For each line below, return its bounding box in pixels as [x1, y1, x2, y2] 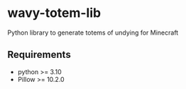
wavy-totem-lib [7, 5, 102, 21]
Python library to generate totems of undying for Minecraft [7, 28, 179, 37]
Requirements [7, 49, 71, 61]
